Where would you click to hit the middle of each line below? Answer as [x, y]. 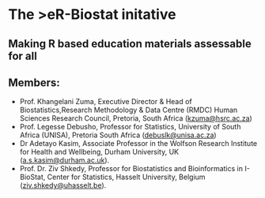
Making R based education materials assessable [130, 44]
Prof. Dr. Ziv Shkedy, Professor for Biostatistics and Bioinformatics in [131, 169]
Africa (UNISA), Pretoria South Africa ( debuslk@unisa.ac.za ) [118, 135]
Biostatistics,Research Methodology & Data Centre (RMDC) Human [129, 110]
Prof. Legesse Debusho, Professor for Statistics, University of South [130, 127]
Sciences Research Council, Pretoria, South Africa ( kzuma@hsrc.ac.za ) [136, 118]
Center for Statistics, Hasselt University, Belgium [126, 177]
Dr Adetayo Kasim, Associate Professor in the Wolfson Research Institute [138, 144]
